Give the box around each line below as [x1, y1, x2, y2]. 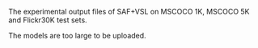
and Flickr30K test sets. [8, 15, 87, 25]
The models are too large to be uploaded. [8, 31, 147, 40]
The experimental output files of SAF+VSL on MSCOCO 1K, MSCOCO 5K [8, 7, 250, 16]
